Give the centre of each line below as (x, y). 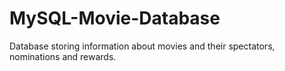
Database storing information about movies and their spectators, (142, 46)
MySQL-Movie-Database (115, 18)
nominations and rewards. (63, 56)
